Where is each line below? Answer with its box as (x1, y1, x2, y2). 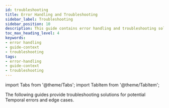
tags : (5, 54, 17, 59)
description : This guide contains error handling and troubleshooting (5, 26, 156, 31)
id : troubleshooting (5, 7, 49, 13)
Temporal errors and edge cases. (5, 97, 74, 103)
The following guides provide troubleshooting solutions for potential (5, 91, 146, 97)
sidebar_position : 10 (5, 21, 51, 27)
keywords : (5, 36, 26, 41)
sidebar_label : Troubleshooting (5, 17, 73, 22)
